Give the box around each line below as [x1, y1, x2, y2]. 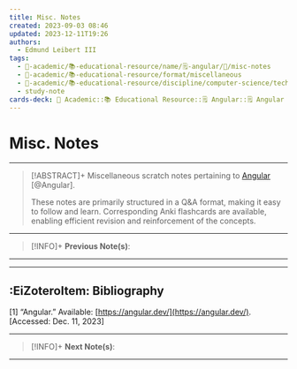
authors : [9, 37, 42, 47]
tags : [9, 54, 29, 63]
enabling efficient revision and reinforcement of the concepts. [30, 215, 256, 226]
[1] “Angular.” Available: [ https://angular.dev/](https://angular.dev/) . [9, 306, 252, 318]
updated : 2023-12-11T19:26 [9, 29, 109, 38]
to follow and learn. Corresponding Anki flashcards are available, [30, 207, 267, 217]
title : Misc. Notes [9, 12, 81, 22]
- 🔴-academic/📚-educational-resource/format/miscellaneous [17, 71, 242, 79]
